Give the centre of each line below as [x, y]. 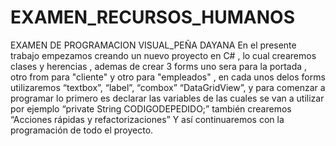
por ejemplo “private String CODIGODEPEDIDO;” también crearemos [151, 108]
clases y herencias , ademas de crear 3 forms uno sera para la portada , [159, 66]
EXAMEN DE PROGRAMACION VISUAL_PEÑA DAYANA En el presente [153, 45]
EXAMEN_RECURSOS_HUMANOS [152, 17]
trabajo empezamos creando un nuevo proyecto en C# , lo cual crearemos [163, 55]
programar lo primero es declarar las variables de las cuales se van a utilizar [167, 98]
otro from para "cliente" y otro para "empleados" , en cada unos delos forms [168, 77]
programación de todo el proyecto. [82, 130]
